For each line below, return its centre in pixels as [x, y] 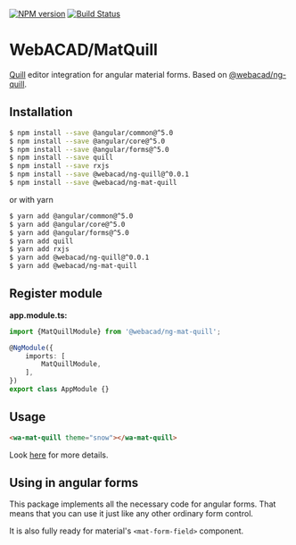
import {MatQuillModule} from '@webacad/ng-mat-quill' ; [115, 331]
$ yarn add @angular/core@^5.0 [67, 224]
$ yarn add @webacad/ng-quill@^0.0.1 [79, 258]
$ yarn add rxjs [39, 249]
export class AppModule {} [59, 390]
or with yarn [31, 199]
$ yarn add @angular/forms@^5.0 [69, 232]
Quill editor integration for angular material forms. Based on [118, 74]
